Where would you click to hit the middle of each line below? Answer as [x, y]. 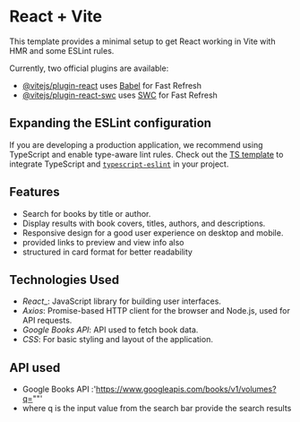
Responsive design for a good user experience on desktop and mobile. [153, 233]
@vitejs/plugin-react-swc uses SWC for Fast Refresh [120, 95]
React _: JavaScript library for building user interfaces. [122, 301]
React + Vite [56, 17]
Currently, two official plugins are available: [89, 68]
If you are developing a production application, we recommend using [136, 144]
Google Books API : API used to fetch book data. [110, 330]
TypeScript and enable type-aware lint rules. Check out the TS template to [146, 154]
